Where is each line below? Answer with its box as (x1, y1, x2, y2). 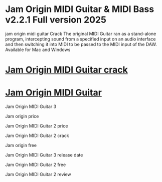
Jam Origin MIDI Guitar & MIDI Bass (5, 3, 154, 15)
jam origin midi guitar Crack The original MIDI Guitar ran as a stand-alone (5, 30, 156, 36)
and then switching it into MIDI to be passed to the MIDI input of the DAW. (5, 41, 157, 47)
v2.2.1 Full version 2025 (5, 14, 107, 25)
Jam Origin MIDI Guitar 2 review (5, 171, 71, 177)
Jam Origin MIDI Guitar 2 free (5, 161, 66, 168)
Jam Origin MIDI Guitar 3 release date (5, 152, 83, 158)
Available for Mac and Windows (5, 46, 71, 52)
